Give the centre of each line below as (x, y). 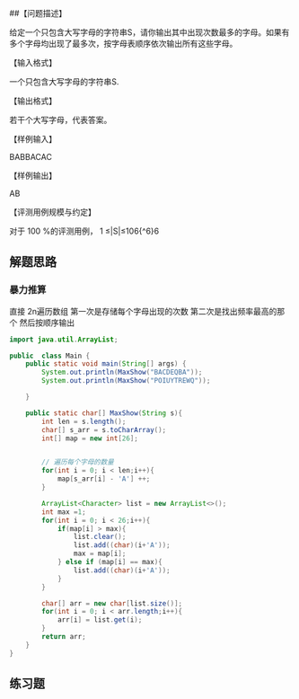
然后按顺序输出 (47, 323)
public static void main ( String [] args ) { (106, 364)
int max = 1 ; (64, 512)
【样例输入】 (33, 139)
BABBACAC (31, 157)
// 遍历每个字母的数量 (78, 462)
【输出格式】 (33, 101)
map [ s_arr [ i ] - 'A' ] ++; (104, 479)
